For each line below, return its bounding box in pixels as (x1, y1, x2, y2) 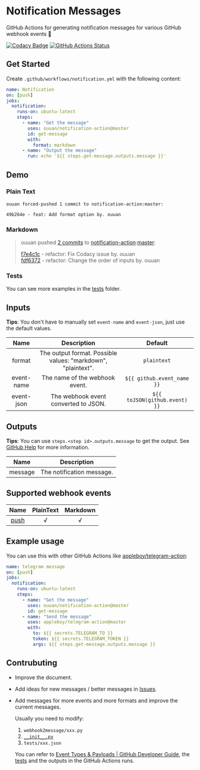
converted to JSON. (50, 400, 106, 408)
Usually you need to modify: (14, 714, 85, 722)
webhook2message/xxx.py (23, 727, 83, 734)
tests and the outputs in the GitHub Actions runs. (14, 757, 135, 764)
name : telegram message (6, 563, 65, 569)
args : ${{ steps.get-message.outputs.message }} (32, 641, 156, 647)
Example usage (6, 536, 64, 547)
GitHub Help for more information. (6, 443, 90, 451)
